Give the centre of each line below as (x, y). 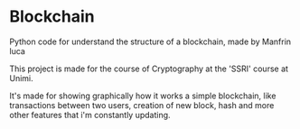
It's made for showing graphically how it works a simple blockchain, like (143, 96)
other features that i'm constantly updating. (90, 115)
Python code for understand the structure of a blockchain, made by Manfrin (150, 41)
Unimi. (21, 78)
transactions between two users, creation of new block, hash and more (142, 105)
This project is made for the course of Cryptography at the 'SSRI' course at (149, 69)
